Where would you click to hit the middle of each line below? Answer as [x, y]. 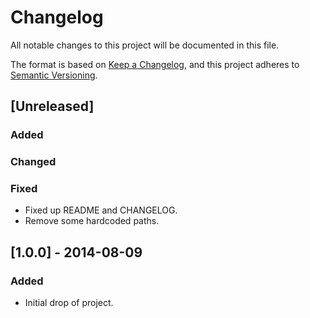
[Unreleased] [52, 106]
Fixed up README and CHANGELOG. [101, 210]
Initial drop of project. [69, 303]
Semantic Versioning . [54, 75]
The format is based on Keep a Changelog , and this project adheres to [155, 64]
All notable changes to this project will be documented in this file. [145, 45]
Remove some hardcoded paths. [92, 221]
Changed [33, 162]
